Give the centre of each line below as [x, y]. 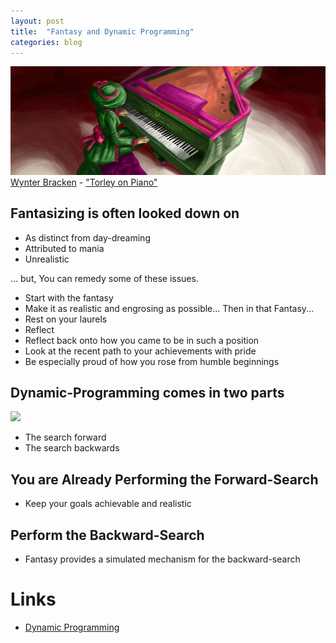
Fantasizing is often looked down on [125, 213]
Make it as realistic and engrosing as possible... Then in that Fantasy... [169, 308]
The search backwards [72, 448]
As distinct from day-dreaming [87, 237]
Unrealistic [47, 259]
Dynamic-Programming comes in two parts [147, 393]
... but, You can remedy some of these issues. [104, 278]
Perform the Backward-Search [107, 535]
